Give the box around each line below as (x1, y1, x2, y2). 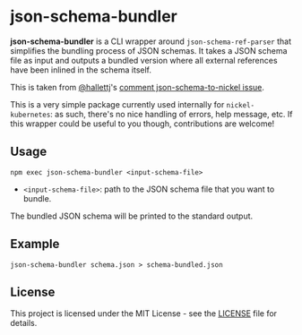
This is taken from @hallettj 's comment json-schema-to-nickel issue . (10, 82, 265, 92)
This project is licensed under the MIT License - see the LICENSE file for (10, 308, 277, 319)
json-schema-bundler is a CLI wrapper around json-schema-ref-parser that (10, 36, 292, 47)
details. (10, 318, 38, 329)
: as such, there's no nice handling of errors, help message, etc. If (49, 108, 294, 119)
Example (10, 236, 60, 252)
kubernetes (10, 110, 51, 119)
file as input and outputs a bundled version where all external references (10, 55, 278, 65)
